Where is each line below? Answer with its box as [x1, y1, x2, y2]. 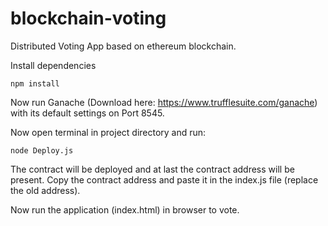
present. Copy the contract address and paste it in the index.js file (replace [10, 173, 319, 186]
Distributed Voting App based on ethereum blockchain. [10, 40, 237, 52]
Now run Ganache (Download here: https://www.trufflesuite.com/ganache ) [10, 96, 318, 108]
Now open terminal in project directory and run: [10, 126, 207, 138]
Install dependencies [10, 59, 97, 71]
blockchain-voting [10, 7, 167, 30]
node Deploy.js [10, 145, 74, 156]
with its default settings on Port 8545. [10, 107, 165, 119]
